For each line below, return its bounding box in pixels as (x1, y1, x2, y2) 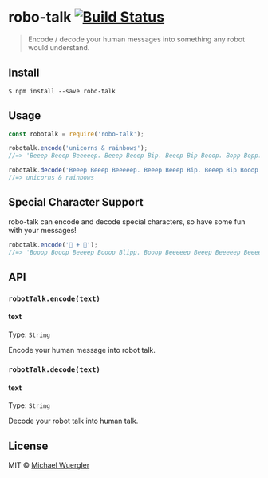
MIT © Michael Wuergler (8, 460, 90, 470)
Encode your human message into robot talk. (8, 346, 156, 355)
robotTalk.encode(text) (8, 294, 101, 303)
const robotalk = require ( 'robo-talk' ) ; (8, 130, 145, 138)
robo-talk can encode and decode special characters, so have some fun (8, 216, 246, 227)
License (8, 439, 49, 452)
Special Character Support (8, 196, 144, 209)
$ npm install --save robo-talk (8, 87, 116, 95)
